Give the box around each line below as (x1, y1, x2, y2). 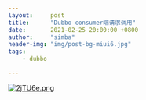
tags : (8, 48, 26, 55)
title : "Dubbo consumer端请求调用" (8, 19, 136, 27)
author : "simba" (8, 33, 76, 41)
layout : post (8, 11, 65, 20)
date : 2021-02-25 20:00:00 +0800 (8, 26, 139, 34)
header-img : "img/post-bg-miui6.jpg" (8, 41, 132, 48)
